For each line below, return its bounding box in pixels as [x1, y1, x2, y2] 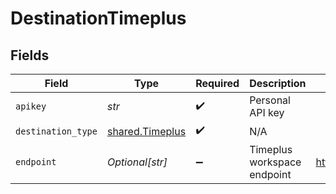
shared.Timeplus [106, 124, 187, 138]
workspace [249, 155, 302, 169]
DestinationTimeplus [10, 7, 187, 30]
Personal [249, 93, 291, 107]
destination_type [15, 125, 98, 137]
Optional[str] [106, 155, 168, 169]
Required [195, 77, 240, 90]
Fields [10, 47, 50, 64]
